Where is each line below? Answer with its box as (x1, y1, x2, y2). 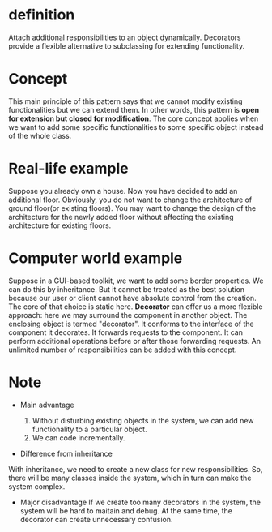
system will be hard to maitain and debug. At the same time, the (19, 505, 233, 516)
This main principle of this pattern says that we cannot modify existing (8, 96, 243, 106)
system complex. (8, 481, 66, 491)
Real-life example (8, 160, 130, 178)
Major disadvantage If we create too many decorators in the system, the (19, 497, 261, 507)
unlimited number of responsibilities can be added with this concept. (8, 345, 237, 354)
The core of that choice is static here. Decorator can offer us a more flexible (8, 302, 263, 311)
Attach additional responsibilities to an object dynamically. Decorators (8, 32, 241, 42)
